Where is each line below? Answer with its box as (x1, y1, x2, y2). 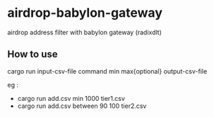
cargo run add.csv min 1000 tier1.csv (17, 94, 126, 102)
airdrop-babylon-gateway (7, 5, 162, 21)
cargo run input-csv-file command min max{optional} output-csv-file (7, 67, 208, 75)
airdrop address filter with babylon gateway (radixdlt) (7, 28, 162, 36)
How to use (7, 48, 58, 60)
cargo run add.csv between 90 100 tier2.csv (17, 102, 147, 110)
